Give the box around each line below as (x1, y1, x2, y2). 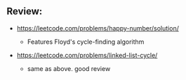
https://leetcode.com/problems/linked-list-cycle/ (16, 51, 158, 59)
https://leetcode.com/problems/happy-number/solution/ (16, 24, 180, 32)
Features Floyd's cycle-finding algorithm (27, 38, 145, 46)
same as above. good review (27, 64, 111, 72)
